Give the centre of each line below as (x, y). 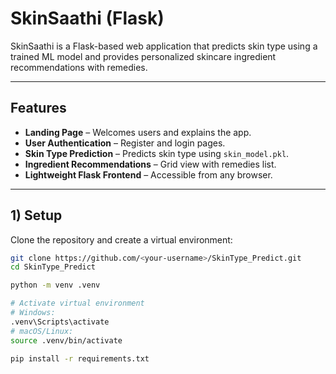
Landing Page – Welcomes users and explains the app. (138, 132)
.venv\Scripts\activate (60, 322)
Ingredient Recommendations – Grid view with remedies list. (150, 164)
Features (38, 108)
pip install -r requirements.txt (80, 358)
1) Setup (36, 215)
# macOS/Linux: (42, 331)
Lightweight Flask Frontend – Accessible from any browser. (148, 174)
